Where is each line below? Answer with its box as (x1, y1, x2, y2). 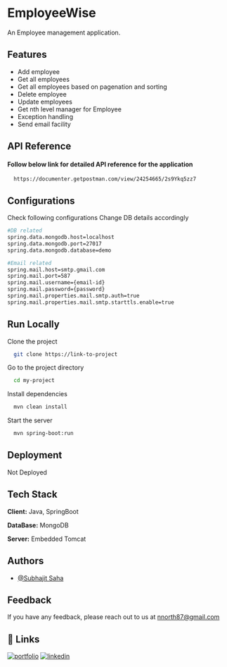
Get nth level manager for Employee (17, 104, 122, 114)
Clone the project (7, 337, 58, 345)
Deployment (7, 449, 63, 461)
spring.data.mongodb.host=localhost (7, 234, 115, 241)
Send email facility (17, 120, 72, 128)
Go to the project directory (7, 363, 84, 372)
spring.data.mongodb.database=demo (7, 247, 112, 254)
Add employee (17, 67, 60, 75)
